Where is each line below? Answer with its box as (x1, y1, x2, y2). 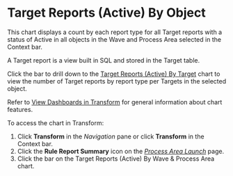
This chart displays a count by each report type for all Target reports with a (7, 28, 223, 36)
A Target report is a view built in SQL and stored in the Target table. (7, 56, 200, 64)
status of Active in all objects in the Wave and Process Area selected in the (7, 35, 221, 43)
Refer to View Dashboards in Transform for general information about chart (7, 97, 223, 106)
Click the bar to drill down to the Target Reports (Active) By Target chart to (7, 70, 220, 78)
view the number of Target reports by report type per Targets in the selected (7, 77, 227, 85)
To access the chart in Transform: (7, 118, 104, 127)
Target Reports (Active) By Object (7, 5, 207, 21)
